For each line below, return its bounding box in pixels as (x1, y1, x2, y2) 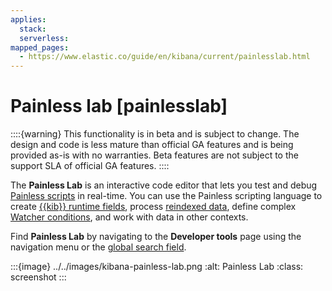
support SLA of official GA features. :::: (10, 160, 170, 172)
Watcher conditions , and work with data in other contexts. (10, 211, 249, 223)
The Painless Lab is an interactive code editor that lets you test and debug (10, 179, 318, 191)
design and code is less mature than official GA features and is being (10, 139, 294, 151)
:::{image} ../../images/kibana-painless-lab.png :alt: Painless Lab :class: (10, 261, 304, 273)
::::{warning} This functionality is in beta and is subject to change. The (10, 128, 300, 140)
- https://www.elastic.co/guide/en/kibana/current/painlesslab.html (19, 52, 311, 62)
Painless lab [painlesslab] (10, 95, 228, 118)
